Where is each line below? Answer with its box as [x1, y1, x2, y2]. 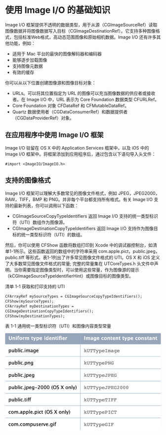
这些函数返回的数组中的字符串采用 [28, 248, 97, 254]
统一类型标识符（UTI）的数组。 [21, 232, 85, 237]
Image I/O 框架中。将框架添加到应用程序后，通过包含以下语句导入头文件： [5, 151, 157, 157]
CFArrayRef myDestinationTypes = [5, 304, 74, 309]
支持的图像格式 [5, 176, 51, 185]
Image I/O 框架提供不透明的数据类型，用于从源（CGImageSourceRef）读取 [5, 22, 158, 28]
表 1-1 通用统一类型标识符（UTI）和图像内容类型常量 [5, 323, 111, 329]
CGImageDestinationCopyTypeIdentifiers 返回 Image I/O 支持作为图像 [12, 225, 154, 231]
